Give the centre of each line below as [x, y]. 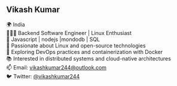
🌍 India [16, 24]
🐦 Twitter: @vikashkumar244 [43, 76]
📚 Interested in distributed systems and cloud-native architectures [89, 58]
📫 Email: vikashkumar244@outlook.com [56, 67]
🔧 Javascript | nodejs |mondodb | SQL [53, 39]
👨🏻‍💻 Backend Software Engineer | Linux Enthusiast [69, 33]
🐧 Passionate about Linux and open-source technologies [76, 45]
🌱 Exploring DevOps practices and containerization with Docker [85, 52]
